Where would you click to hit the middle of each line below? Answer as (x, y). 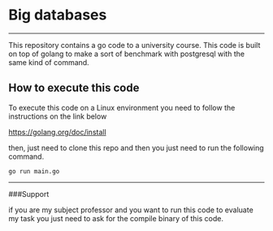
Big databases (58, 15)
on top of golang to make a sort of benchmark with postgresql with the (127, 54)
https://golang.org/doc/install (58, 132)
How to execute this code (74, 88)
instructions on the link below (58, 116)
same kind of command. (49, 62)
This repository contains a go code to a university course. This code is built (134, 45)
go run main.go (34, 171)
